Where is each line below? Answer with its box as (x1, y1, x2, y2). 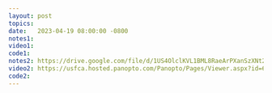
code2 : (8, 72, 31, 80)
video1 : (8, 42, 35, 50)
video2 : (8, 65, 35, 73)
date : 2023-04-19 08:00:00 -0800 (8, 27, 129, 35)
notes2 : (8, 57, 35, 66)
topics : (8, 19, 35, 27)
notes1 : (8, 34, 35, 43)
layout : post (8, 11, 53, 20)
